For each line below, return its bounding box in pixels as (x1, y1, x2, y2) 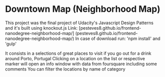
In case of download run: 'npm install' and (75, 36, 161, 41)
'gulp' (5, 40, 17, 46)
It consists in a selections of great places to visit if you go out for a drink (5, 50, 152, 56)
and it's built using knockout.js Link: (5, 25, 78, 31)
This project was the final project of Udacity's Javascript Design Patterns (5, 20, 154, 26)
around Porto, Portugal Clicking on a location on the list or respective (5, 55, 145, 61)
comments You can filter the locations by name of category (5, 66, 126, 72)
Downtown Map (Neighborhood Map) (5, 3, 161, 15)
